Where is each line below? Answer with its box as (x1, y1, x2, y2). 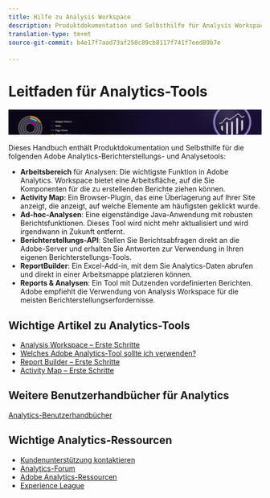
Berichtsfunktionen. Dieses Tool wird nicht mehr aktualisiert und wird (19, 218, 249, 228)
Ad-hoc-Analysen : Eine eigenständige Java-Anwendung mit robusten (19, 210, 253, 220)
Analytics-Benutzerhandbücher (8, 410, 112, 420)
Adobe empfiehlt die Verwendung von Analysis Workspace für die (19, 286, 239, 297)
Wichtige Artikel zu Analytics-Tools (8, 319, 190, 332)
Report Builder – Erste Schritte (19, 357, 121, 367)
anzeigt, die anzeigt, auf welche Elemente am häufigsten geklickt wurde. (19, 201, 260, 211)
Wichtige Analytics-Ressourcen (8, 434, 173, 447)
